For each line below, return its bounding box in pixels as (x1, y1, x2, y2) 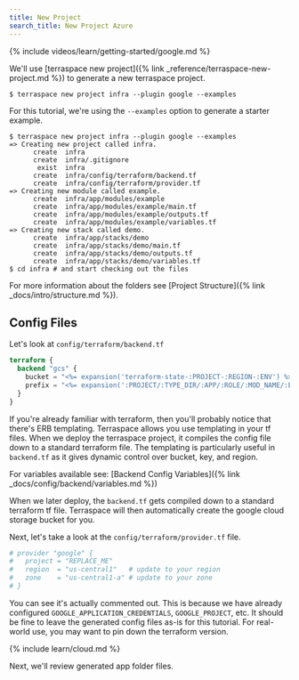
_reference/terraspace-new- (166, 63, 271, 74)
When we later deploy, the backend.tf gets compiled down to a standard (9, 495, 274, 506)
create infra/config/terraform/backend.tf (32, 171, 198, 180)
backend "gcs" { (17, 364, 77, 374)
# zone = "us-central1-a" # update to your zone (9, 573, 214, 583)
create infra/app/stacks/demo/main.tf (32, 241, 181, 250)
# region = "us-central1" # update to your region (9, 565, 221, 574)
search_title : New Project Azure (9, 21, 133, 30)
